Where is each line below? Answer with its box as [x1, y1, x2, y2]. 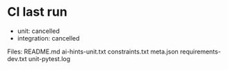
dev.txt [7, 54, 27, 62]
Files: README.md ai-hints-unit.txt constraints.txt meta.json [7, 47, 179, 56]
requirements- [179, 47, 221, 56]
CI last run [7, 4, 67, 20]
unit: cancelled [17, 27, 60, 35]
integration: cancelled [17, 34, 80, 42]
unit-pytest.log [28, 54, 71, 62]
